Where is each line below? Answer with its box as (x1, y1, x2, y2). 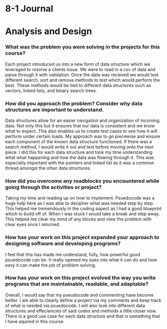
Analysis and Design (5, 26, 92, 37)
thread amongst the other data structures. (5, 165, 91, 171)
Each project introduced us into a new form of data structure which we (5, 61, 151, 67)
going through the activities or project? (5, 184, 102, 191)
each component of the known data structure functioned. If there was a (5, 138, 152, 144)
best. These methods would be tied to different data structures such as (5, 82, 151, 88)
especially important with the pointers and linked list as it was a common (5, 160, 155, 166)
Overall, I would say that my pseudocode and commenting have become (5, 292, 154, 298)
